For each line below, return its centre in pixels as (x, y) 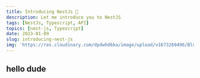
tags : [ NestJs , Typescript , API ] (48, 23)
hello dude (26, 69)
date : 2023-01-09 (28, 34)
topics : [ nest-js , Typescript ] (45, 28)
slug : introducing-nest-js (40, 39)
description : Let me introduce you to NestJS (63, 17)
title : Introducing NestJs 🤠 (42, 12)
